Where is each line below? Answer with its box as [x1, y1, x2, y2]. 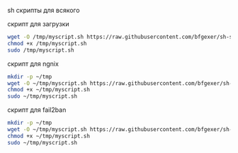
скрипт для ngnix [7, 59, 59, 68]
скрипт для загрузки [7, 20, 69, 28]
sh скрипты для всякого [7, 6, 80, 14]
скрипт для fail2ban [7, 106, 67, 114]
